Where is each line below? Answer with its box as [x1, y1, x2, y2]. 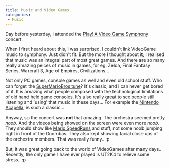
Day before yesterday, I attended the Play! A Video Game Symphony [5, 31, 149, 37]
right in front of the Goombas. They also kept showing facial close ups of [5, 131, 158, 137]
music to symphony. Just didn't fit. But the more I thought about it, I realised [5, 51, 164, 58]
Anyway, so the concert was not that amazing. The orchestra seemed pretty [5, 115, 165, 121]
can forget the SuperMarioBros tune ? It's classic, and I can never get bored [5, 83, 163, 89]
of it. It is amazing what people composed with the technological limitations [5, 89, 163, 95]
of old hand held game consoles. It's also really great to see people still [5, 94, 155, 100]
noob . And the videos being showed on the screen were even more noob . [5, 120, 159, 126]
